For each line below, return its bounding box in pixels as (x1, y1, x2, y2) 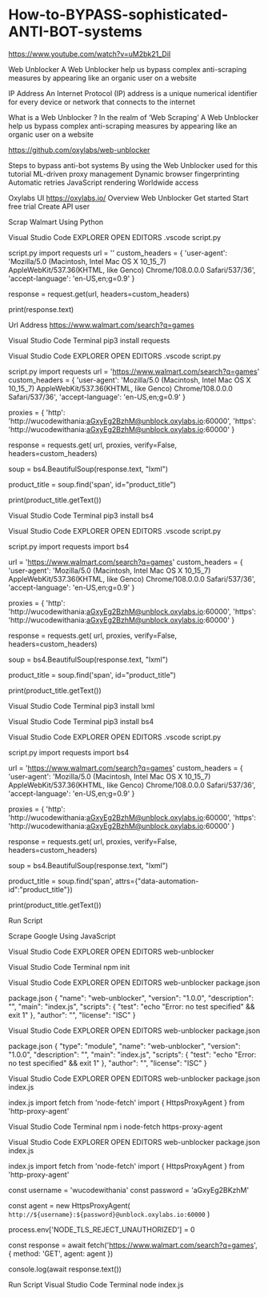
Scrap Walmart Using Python (8, 217, 104, 226)
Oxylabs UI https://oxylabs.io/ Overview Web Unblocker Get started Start (8, 193, 250, 202)
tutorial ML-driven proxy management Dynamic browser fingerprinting (8, 169, 240, 178)
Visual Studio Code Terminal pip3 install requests (8, 335, 170, 345)
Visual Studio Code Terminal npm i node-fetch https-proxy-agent (8, 1122, 223, 1131)
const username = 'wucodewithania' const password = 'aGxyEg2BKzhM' (8, 1185, 250, 1195)
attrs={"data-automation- (114, 876, 199, 886)
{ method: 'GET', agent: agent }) (8, 1248, 114, 1258)
